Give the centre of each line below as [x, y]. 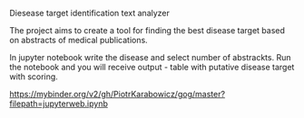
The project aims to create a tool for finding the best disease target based [147, 30]
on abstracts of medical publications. [78, 40]
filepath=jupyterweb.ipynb [59, 104]
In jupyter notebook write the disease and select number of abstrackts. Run [150, 57]
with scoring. [34, 77]
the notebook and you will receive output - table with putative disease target [152, 67]
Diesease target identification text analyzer [90, 13]
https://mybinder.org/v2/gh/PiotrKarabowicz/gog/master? [117, 94]
